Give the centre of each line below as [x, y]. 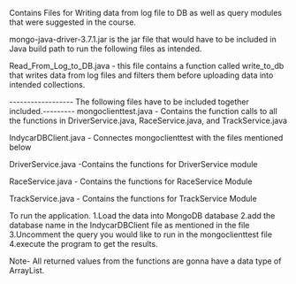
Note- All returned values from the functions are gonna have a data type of [145, 261]
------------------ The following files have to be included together [129, 102]
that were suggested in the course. [73, 22]
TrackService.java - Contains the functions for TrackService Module [133, 199]
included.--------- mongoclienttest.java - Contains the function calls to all [144, 111]
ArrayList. [27, 270]
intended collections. [47, 84]
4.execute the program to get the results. [83, 244]
